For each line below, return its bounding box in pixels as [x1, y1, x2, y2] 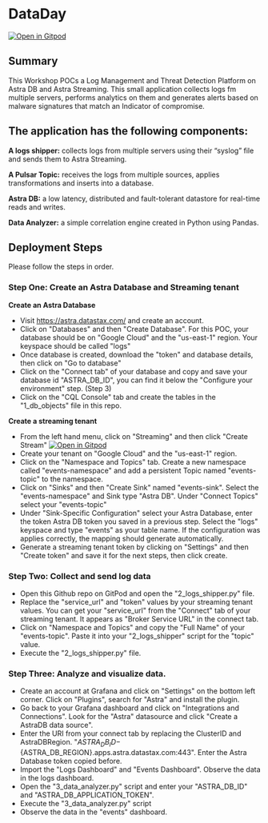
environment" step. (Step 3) [19, 383, 112, 393]
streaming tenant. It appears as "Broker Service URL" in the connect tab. [19, 613, 259, 624]
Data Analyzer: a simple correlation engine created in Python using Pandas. [8, 218, 259, 227]
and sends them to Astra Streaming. [8, 154, 127, 164]
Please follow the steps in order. [8, 262, 114, 272]
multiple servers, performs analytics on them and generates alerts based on [8, 93, 258, 102]
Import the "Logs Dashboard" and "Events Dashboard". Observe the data [19, 765, 262, 774]
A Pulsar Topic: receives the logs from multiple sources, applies [8, 170, 220, 179]
